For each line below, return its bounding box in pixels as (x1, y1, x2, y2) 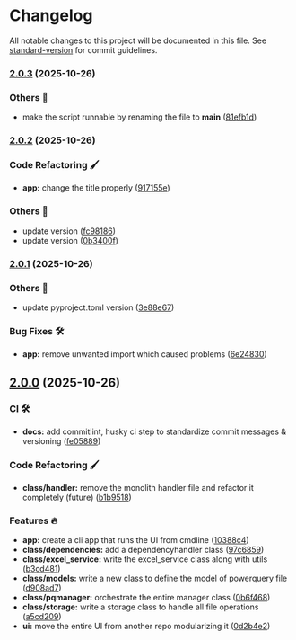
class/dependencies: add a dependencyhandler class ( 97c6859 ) (22, 545, 265, 556)
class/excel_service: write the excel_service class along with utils (22, 554, 268, 564)
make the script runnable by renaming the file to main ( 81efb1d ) (22, 111, 257, 122)
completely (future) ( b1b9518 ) (22, 492, 132, 503)
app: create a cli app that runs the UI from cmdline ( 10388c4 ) (22, 535, 249, 546)
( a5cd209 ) (22, 611, 62, 622)
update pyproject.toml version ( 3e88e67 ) (22, 302, 175, 313)
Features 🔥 (9, 514, 58, 527)
